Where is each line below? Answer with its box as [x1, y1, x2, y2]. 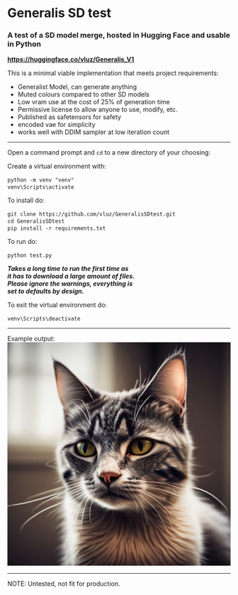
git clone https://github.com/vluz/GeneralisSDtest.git [7, 211, 176, 218]
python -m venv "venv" [7, 177, 74, 184]
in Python [7, 39, 41, 49]
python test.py [7, 252, 52, 260]
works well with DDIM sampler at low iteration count [17, 128, 170, 136]
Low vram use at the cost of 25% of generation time [17, 98, 170, 106]
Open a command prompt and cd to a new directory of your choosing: [7, 148, 211, 157]
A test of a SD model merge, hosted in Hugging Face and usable [7, 30, 230, 40]
